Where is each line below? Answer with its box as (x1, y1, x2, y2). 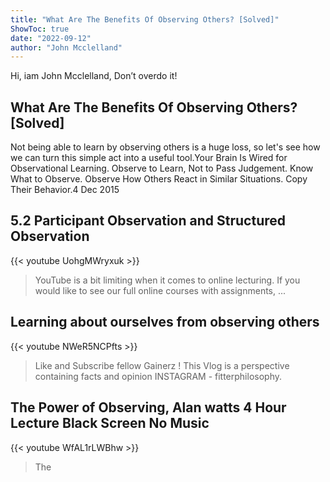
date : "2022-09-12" (10, 33, 92, 43)
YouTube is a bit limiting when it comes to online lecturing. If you (34, 274, 301, 286)
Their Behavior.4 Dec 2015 (10, 184, 120, 196)
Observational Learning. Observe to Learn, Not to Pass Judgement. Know (10, 162, 314, 175)
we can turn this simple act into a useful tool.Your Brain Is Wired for (10, 152, 288, 164)
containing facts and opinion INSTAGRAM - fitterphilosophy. (34, 370, 282, 382)
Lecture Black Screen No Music (10, 415, 210, 432)
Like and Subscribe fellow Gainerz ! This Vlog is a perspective (34, 359, 290, 371)
